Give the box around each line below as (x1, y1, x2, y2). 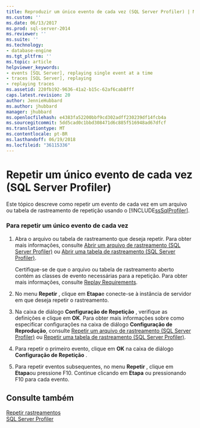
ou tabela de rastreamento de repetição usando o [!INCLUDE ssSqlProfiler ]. (6, 207, 190, 214)
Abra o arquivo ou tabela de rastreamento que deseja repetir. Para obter (14, 235, 192, 242)
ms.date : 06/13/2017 (6, 20, 58, 26)
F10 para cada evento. (14, 375, 70, 383)
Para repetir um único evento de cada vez (6, 222, 129, 230)
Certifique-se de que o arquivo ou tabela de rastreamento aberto (14, 265, 174, 273)
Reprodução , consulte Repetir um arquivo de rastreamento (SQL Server (14, 327, 192, 334)
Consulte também (6, 393, 74, 403)
